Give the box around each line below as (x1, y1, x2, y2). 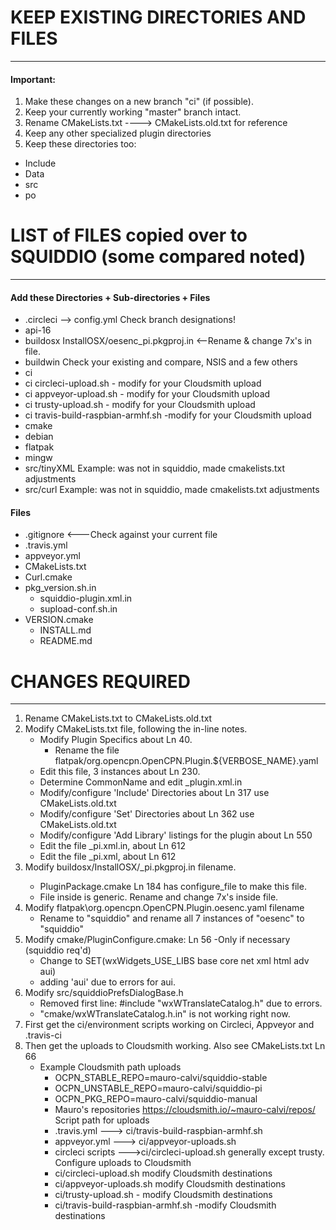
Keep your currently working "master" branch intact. (24, 106, 242, 118)
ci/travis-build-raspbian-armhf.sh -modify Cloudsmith (54, 1199, 277, 1211)
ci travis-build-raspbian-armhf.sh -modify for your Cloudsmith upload (24, 409, 312, 421)
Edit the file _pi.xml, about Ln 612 (39, 851, 177, 863)
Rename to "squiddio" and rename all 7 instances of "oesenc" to (39, 912, 305, 925)
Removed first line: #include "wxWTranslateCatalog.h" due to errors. (39, 997, 323, 1010)
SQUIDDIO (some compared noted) (10, 246, 307, 268)
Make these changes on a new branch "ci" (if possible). (24, 96, 254, 108)
